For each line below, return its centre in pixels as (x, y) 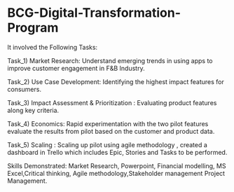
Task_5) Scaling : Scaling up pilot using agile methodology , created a (108, 144)
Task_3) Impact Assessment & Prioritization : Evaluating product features (112, 102)
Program (33, 28)
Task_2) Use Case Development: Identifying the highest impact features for (116, 81)
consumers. (25, 89)
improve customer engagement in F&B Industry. (76, 68)
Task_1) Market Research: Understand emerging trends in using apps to (110, 60)
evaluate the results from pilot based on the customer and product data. (111, 131)
